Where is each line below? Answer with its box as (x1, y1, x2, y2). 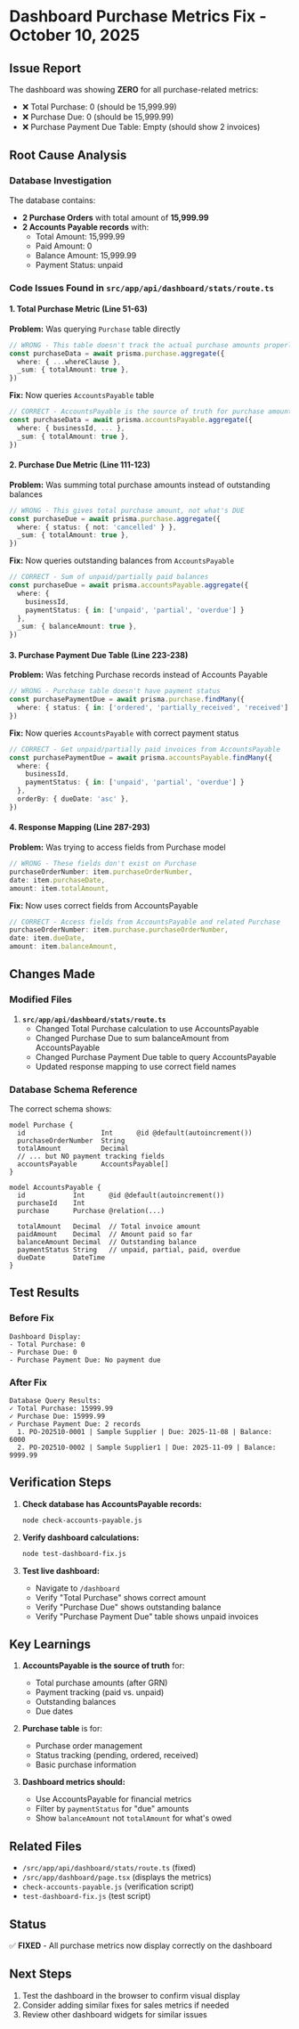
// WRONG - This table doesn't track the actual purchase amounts (9, 340, 261, 349)
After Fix (9, 1376, 47, 1389)
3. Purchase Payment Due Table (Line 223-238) (9, 649, 189, 660)
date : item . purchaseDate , (9, 876, 105, 884)
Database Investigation (9, 175, 112, 187)
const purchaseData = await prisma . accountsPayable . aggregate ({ (9, 416, 253, 425)
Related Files (9, 1838, 83, 1854)
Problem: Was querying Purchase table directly (9, 323, 181, 334)
